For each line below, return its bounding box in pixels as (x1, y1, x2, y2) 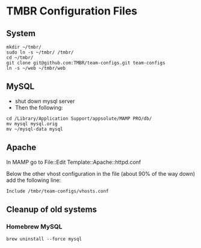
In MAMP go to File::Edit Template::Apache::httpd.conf (6, 158, 141, 166)
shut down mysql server (14, 98, 75, 105)
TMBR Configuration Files (6, 4, 138, 18)
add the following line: (6, 176, 61, 184)
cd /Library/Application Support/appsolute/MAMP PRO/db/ (6, 116, 152, 122)
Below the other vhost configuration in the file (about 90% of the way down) (6, 170, 196, 177)
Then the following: (14, 104, 63, 111)
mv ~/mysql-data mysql (6, 126, 63, 132)
